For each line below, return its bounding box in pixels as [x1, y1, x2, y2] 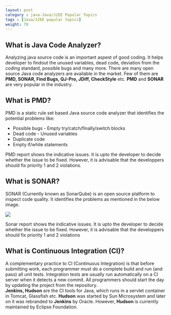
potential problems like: [5, 115, 55, 121]
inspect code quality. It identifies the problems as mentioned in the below [5, 196, 160, 202]
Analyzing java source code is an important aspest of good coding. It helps [5, 54, 163, 60]
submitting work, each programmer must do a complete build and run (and [5, 265, 163, 272]
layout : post [5, 7, 33, 13]
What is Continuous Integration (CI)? [5, 246, 124, 256]
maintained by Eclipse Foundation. [5, 304, 78, 310]
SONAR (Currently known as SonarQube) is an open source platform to [5, 190, 155, 197]
